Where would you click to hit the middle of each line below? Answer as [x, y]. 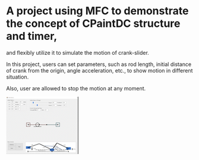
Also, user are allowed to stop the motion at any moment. [76, 88]
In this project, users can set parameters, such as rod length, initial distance [99, 64]
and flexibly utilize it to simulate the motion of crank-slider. [78, 52]
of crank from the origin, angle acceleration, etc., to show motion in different [99, 70]
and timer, [32, 36]
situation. [18, 77]
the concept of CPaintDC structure [93, 23]
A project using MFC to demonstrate [97, 11]
